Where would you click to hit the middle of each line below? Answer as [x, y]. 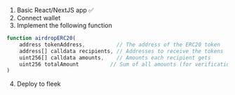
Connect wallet [39, 18]
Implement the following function [65, 25]
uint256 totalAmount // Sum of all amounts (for [106, 64]
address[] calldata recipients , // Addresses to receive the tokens [121, 51]
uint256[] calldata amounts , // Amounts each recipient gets [115, 58]
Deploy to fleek [39, 84]
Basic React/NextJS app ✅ [55, 10]
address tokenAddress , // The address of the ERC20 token [120, 45]
